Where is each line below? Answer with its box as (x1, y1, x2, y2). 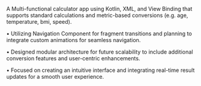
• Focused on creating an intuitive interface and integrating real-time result (6, 66, 195, 74)
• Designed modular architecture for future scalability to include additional (6, 48, 194, 56)
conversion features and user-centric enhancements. (6, 55, 141, 62)
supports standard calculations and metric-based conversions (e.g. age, (6, 12, 188, 19)
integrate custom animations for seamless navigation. (6, 37, 141, 43)
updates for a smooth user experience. (6, 73, 104, 80)
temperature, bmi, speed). (6, 18, 72, 25)
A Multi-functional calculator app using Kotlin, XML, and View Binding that (6, 5, 192, 12)
